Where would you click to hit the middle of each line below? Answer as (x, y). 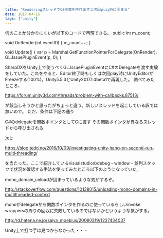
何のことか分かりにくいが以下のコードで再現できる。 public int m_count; (78, 33)
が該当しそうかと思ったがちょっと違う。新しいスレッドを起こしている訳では (81, 106)
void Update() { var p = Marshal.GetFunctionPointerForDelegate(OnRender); (81, 52)
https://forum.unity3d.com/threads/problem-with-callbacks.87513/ (72, 95)
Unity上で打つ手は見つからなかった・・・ (47, 230)
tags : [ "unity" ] (21, 18)
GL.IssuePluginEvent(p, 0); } (33, 57)
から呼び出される (26, 128)
